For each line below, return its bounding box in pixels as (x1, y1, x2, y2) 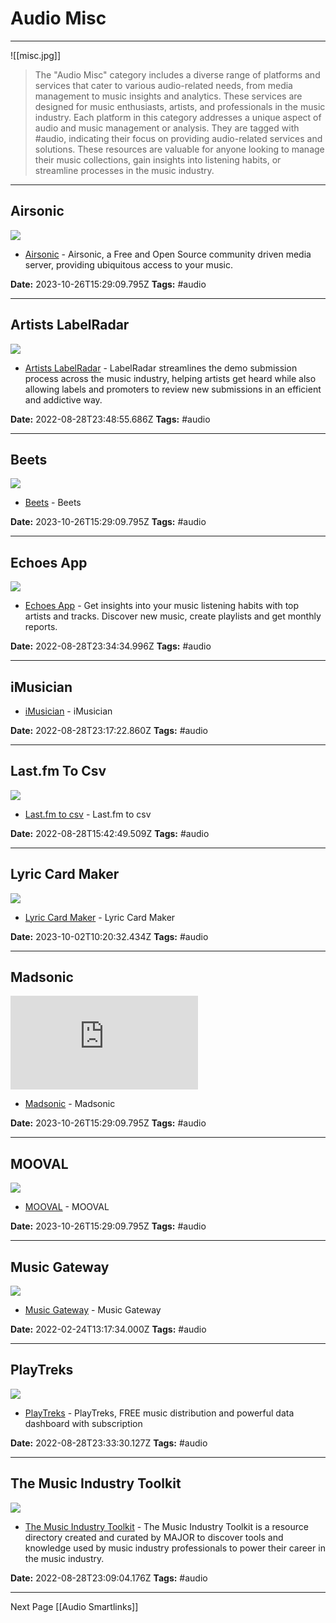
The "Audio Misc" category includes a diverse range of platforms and (34, 68, 321, 81)
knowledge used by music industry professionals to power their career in (24, 1542, 326, 1554)
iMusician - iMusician (24, 705, 113, 717)
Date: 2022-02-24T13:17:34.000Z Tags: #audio (10, 1323, 207, 1336)
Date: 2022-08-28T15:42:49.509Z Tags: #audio (10, 827, 210, 839)
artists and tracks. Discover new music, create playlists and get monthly (24, 610, 322, 622)
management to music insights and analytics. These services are (34, 90, 303, 102)
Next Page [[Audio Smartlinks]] (10, 1600, 139, 1612)
